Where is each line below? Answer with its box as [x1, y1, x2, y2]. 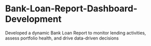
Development [5, 13, 62, 25]
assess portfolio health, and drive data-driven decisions [5, 35, 119, 41]
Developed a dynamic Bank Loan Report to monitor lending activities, [5, 30, 146, 36]
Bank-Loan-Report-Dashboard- [5, 3, 138, 14]
